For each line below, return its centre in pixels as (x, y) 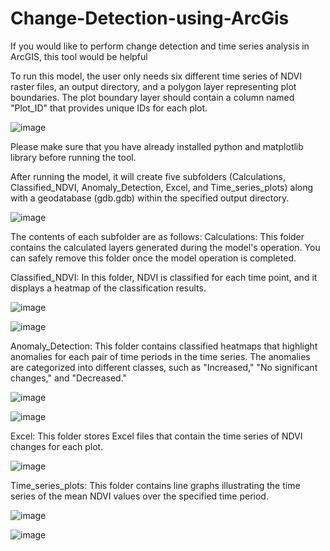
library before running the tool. (73, 157)
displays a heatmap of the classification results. (108, 288)
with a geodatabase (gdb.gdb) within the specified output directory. (150, 198)
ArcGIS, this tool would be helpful (79, 56)
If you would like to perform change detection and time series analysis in (160, 46)
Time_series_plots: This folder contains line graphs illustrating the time (155, 485)
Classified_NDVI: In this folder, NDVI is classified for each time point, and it (164, 277)
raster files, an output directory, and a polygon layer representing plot (153, 86)
